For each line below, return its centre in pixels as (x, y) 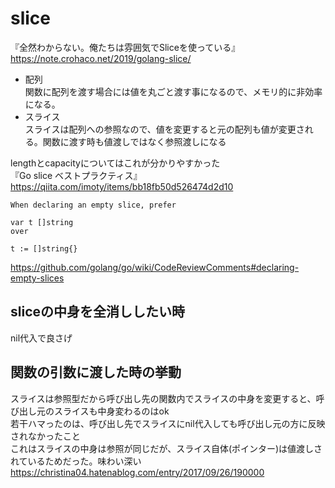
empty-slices (37, 278)
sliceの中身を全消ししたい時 (98, 312)
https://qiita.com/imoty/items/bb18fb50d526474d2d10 (122, 186)
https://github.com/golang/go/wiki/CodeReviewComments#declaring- (155, 267)
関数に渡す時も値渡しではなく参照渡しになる (134, 141)
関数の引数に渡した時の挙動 (96, 372)
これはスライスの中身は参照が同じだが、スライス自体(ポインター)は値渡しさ (166, 448)
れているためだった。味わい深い (76, 461)
